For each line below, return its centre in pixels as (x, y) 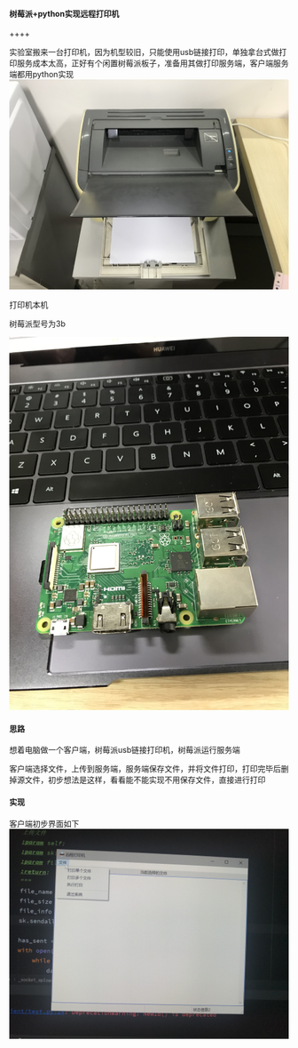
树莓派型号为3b (38, 324)
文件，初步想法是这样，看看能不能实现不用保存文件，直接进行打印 (145, 780)
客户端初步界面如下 (44, 823)
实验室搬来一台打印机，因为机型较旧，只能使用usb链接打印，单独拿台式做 (144, 52)
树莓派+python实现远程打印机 (64, 13)
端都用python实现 (41, 75)
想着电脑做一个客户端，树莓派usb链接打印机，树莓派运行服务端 (125, 750)
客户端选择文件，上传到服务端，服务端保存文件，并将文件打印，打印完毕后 (145, 769)
